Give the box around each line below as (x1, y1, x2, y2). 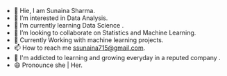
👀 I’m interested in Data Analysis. (13, 14, 108, 22)
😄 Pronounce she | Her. (13, 61, 83, 69)
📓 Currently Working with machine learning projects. (13, 36, 164, 44)
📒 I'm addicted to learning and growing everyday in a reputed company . (13, 54, 221, 61)
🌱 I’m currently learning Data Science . (13, 21, 124, 29)
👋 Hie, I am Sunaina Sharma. (13, 7, 96, 15)
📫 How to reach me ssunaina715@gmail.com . (13, 44, 146, 52)
